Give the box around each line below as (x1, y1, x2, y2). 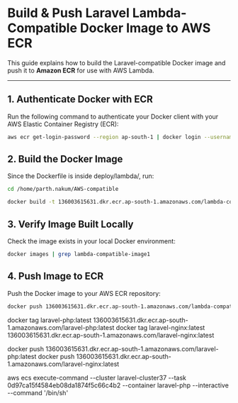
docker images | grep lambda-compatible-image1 (7, 250, 151, 258)
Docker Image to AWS (80, 20, 211, 36)
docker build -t (7, 199, 55, 206)
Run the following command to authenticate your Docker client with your (7, 112, 219, 121)
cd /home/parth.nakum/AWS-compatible (7, 186, 119, 193)
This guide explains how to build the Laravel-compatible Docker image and (7, 58, 226, 67)
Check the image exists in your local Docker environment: (7, 237, 176, 245)
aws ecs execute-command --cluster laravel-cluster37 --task (7, 373, 186, 382)
